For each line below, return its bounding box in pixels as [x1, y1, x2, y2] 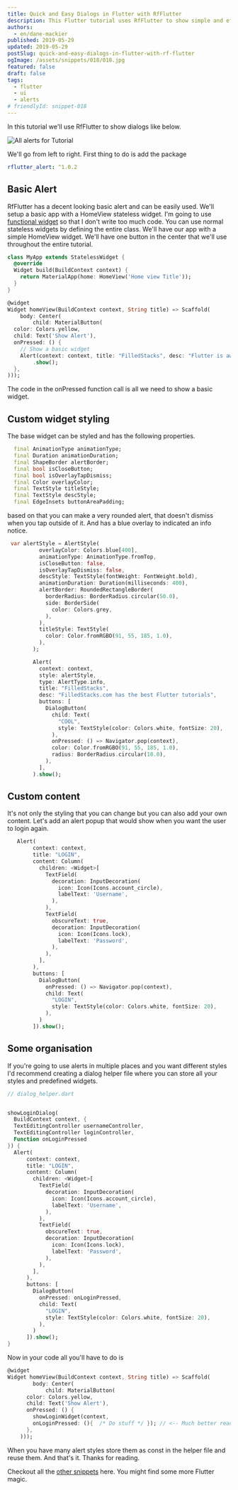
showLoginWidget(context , [33, 1413, 110, 1420]
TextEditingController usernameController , [13, 1123, 144, 1130]
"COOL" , [57, 718, 81, 725]
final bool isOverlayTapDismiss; [13, 472, 113, 479]
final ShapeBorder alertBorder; [13, 459, 110, 466]
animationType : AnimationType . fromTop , [38, 553, 157, 560]
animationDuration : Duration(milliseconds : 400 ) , [38, 580, 189, 587]
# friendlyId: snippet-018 [7, 103, 87, 110]
